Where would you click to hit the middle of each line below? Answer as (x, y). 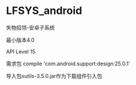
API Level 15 (21, 51)
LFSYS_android (44, 11)
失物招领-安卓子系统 (30, 27)
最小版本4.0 (21, 40)
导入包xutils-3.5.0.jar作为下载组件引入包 (54, 76)
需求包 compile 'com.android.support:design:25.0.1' (68, 63)
